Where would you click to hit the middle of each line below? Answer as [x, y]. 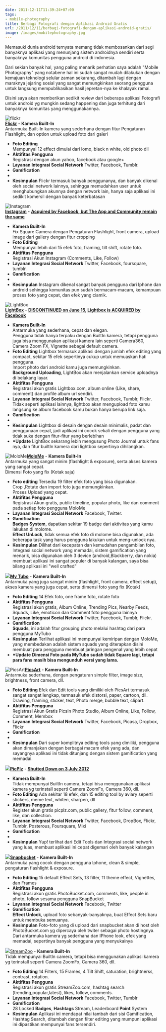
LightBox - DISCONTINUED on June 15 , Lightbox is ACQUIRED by [73, 310]
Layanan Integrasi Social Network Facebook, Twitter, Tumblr [75, 998]
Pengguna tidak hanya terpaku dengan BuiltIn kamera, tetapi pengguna [85, 335]
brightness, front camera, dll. [35, 680]
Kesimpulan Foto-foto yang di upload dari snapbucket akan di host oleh [86, 925]
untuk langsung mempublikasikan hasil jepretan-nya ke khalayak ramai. [78, 88]
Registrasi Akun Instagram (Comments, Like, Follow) [66, 258]
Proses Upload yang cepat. [40, 492]
